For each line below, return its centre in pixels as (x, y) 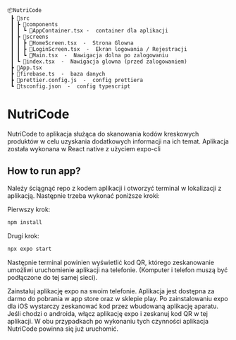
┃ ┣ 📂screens (30, 37)
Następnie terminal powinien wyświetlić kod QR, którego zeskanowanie (111, 262)
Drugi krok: (24, 235)
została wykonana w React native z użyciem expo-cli (84, 148)
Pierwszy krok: (29, 209)
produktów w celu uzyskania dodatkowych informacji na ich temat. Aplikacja (118, 141)
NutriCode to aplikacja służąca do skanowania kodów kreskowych (103, 134)
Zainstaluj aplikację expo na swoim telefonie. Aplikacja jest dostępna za (111, 291)
